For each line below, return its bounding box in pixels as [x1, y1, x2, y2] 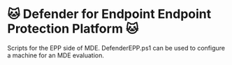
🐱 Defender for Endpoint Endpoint [7, 6, 212, 22]
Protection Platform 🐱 [7, 21, 139, 37]
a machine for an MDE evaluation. [7, 51, 105, 59]
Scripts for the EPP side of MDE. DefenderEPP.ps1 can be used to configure [7, 44, 226, 52]
